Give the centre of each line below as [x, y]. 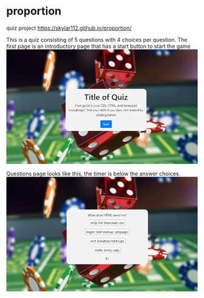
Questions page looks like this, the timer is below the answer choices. [93, 174]
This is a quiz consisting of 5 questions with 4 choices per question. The [97, 39]
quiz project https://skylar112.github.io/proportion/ [69, 28]
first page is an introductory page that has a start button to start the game [99, 46]
